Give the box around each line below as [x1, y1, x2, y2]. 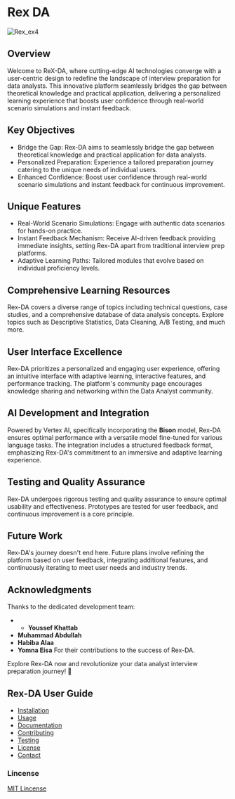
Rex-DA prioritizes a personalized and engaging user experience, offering [7, 365, 220, 372]
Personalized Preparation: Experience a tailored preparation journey [17, 157, 214, 166]
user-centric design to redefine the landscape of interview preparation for [7, 74, 221, 82]
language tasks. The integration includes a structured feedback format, [7, 441, 213, 449]
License [17, 743, 41, 752]
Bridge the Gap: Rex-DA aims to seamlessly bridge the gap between [17, 143, 215, 151]
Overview [7, 48, 51, 60]
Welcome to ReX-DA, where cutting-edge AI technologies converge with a [7, 66, 222, 74]
